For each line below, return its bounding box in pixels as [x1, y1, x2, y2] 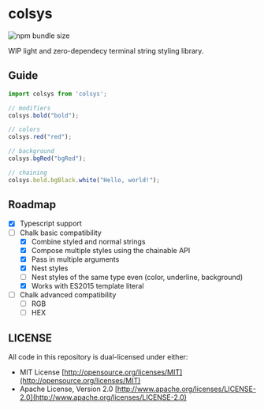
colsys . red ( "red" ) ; [8, 133, 73, 141]
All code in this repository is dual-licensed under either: [8, 352, 188, 361]
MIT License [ [19, 367, 65, 377]
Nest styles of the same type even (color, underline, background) [31, 272, 244, 281]
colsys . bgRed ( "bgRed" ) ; [8, 155, 87, 162]
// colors [8, 125, 41, 134]
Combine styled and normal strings [31, 237, 146, 246]
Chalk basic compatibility [19, 228, 102, 237]
